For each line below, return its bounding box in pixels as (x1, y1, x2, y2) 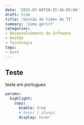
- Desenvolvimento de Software (5, 31, 71, 36)
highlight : (10, 96, 33, 101)
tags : (5, 45, 17, 50)
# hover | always (18, 110, 55, 115)
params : (5, 91, 22, 96)
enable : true (18, 105, 46, 110)
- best (5, 49, 19, 54)
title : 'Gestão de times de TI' (5, 17, 73, 22)
